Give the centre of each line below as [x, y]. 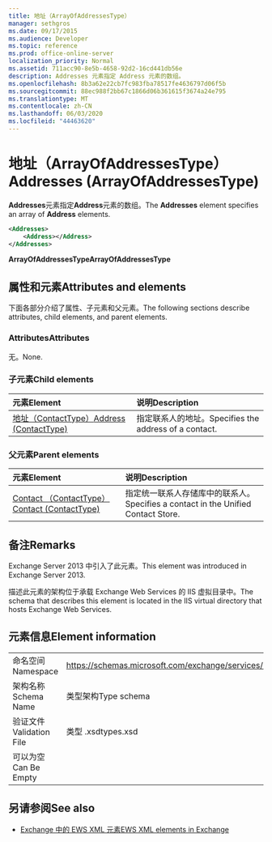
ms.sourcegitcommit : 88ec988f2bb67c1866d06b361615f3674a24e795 [117, 91]
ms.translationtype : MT [49, 99]
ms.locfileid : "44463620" [52, 121]
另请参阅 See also [52, 808]
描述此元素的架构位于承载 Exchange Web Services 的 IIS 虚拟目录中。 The [131, 591]
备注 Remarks [42, 544]
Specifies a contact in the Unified [188, 504]
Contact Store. [153, 514]
